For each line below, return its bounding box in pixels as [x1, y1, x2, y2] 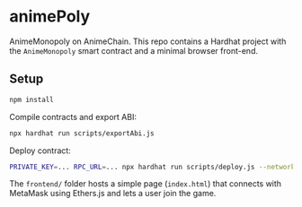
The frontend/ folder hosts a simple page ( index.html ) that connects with [9, 178, 281, 189]
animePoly [9, 6, 91, 27]
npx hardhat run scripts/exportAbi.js [9, 128, 155, 138]
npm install [9, 95, 54, 104]
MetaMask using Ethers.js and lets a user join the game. [9, 188, 217, 199]
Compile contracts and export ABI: [9, 111, 138, 122]
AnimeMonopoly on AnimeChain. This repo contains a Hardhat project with [9, 36, 287, 47]
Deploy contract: [9, 145, 72, 156]
